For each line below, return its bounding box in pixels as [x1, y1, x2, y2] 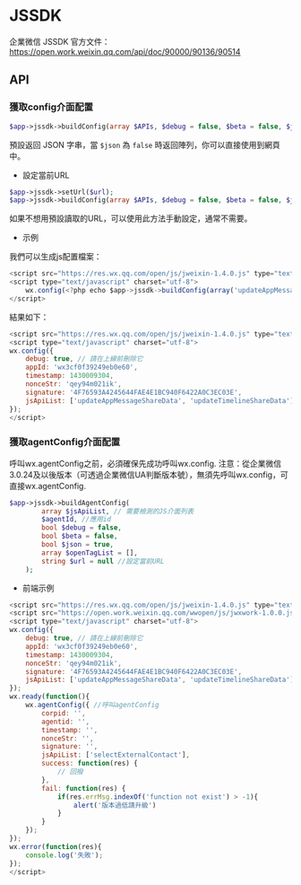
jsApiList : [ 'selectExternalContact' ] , [41, 750, 191, 759]
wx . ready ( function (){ [9, 692, 90, 701]
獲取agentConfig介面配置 [9, 436, 121, 449]
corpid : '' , [41, 708, 87, 718]
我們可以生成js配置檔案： [9, 251, 102, 262]
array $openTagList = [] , [41, 548, 139, 557]
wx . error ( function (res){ [9, 842, 102, 851]
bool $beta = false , [41, 531, 118, 541]
